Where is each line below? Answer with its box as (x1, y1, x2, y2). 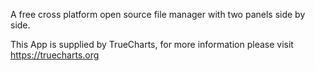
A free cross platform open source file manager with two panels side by (10, 9, 306, 20)
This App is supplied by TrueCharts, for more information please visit (10, 39, 294, 50)
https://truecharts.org (10, 49, 100, 61)
